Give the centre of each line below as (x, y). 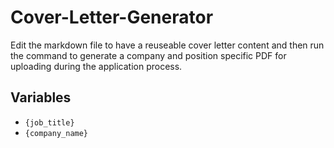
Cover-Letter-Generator (112, 17)
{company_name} (56, 133)
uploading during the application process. (96, 66)
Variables (41, 97)
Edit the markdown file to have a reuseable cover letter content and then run (167, 45)
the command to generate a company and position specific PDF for (148, 55)
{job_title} (49, 122)
